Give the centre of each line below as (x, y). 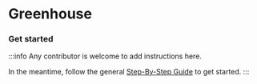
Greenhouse (50, 14)
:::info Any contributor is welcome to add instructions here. (105, 56)
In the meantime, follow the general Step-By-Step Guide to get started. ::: (129, 72)
